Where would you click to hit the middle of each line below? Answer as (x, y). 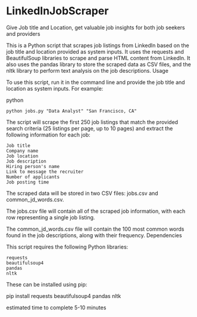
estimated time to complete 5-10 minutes (56, 307)
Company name (22, 151)
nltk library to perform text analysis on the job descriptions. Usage (87, 70)
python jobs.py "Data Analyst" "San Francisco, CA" (71, 111)
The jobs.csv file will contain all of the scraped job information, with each (96, 211)
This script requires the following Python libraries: (67, 247)
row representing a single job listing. (51, 217)
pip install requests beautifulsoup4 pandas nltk (64, 296)
